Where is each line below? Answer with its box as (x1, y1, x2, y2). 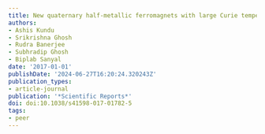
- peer (8, 114, 30, 122)
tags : (8, 107, 26, 115)
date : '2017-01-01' (8, 63, 73, 71)
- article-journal (8, 84, 69, 93)
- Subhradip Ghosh (8, 48, 69, 56)
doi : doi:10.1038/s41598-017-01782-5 (8, 99, 132, 107)
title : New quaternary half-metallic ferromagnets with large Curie (8, 11, 238, 20)
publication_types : (8, 77, 73, 85)
